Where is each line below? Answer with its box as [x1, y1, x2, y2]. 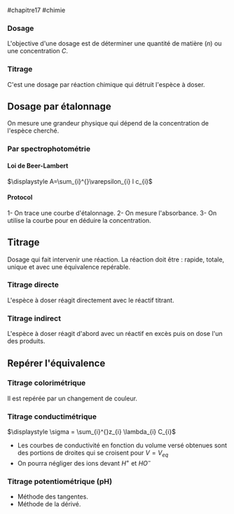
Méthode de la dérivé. [17, 499, 81, 508]
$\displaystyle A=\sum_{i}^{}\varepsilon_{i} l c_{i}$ [7, 177, 153, 185]
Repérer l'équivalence [7, 357, 106, 369]
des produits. [7, 337, 46, 346]
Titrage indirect [7, 313, 62, 323]
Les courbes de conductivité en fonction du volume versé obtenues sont [17, 441, 228, 449]
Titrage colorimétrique [7, 378, 86, 388]
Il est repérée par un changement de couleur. [7, 394, 138, 403]
